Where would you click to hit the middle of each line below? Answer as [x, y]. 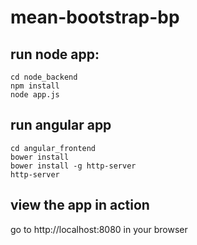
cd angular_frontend [53, 148]
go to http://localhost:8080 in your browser [99, 229]
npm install [35, 86]
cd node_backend [44, 77]
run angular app [61, 125]
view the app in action [80, 205]
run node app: [55, 54]
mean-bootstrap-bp [95, 17]
